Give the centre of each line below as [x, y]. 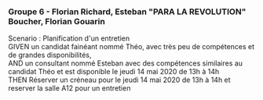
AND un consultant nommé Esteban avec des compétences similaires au [126, 63]
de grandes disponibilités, [50, 55]
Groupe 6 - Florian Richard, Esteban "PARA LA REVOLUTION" [127, 12]
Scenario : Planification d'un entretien [69, 38]
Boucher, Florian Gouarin [57, 21]
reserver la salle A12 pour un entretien [69, 88]
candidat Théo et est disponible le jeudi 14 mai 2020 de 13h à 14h [114, 72]
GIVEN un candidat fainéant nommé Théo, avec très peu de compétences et [131, 47]
